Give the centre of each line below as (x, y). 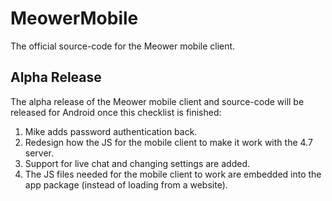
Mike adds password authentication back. (111, 131)
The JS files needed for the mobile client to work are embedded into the (173, 174)
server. (39, 153)
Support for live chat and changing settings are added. (137, 163)
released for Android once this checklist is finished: (116, 112)
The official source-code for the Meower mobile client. (123, 46)
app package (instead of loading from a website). (126, 184)
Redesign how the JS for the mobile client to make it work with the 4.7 (168, 142)
